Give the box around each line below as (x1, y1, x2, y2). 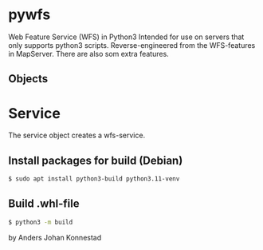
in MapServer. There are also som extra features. (8, 49, 169, 58)
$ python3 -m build (8, 218, 73, 226)
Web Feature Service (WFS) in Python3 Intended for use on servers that (8, 32, 245, 42)
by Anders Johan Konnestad (8, 232, 102, 242)
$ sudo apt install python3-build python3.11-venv (8, 175, 180, 183)
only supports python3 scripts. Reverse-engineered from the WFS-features (8, 40, 256, 50)
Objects (8, 72, 49, 85)
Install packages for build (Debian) (8, 153, 183, 167)
